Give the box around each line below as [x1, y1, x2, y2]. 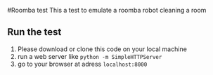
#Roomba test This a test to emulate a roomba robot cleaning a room [7, 6, 207, 14]
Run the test [7, 26, 62, 38]
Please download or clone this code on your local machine [17, 45, 188, 53]
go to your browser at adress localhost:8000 [17, 60, 148, 68]
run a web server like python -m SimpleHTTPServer [17, 52, 162, 60]
